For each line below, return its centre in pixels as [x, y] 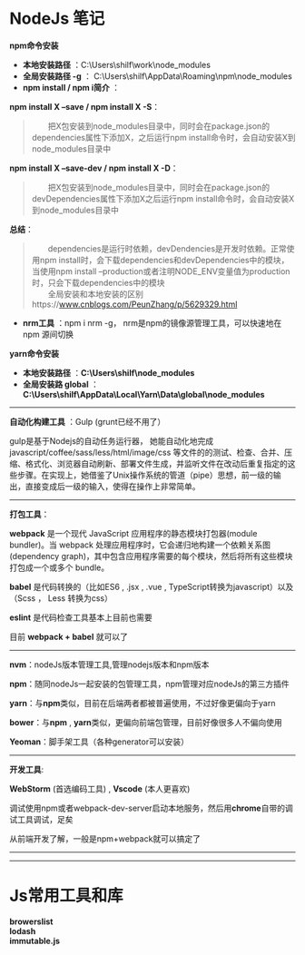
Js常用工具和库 [67, 896]
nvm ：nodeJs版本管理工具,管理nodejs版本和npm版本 [109, 665]
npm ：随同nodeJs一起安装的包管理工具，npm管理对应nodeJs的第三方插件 [149, 684]
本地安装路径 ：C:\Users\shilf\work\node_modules [117, 64]
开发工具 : [27, 769]
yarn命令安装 [34, 353]
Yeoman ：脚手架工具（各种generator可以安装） [99, 742]
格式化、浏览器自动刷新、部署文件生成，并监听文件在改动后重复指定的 [156, 463]
